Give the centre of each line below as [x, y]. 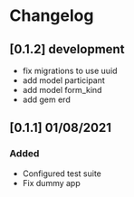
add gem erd [46, 99]
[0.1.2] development [67, 49]
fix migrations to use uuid [70, 70]
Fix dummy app [52, 183]
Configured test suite [62, 174]
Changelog [52, 16]
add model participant [64, 80]
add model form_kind [62, 90]
